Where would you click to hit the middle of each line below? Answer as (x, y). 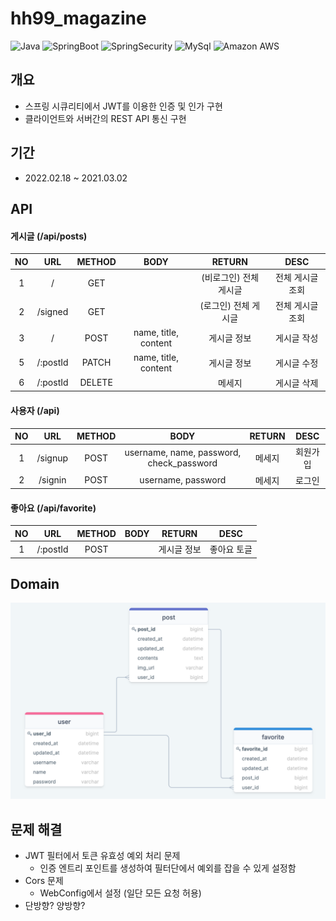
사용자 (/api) (35, 410)
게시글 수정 (297, 363)
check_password (182, 463)
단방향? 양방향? (55, 906)
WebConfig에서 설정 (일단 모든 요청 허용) (120, 893)
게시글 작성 (297, 338)
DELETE (96, 383)
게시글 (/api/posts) (49, 236)
